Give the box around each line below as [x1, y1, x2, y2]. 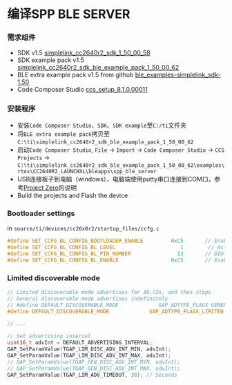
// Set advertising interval [7, 333, 91, 340]
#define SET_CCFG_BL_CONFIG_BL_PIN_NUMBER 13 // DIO [7, 250, 224, 257]
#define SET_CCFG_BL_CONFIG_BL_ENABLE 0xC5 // [7, 257, 212, 264]
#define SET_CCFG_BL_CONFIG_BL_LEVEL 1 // [7, 244, 215, 250]
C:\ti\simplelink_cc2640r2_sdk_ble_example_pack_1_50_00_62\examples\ [17, 161, 225, 169]
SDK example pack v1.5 [17, 56, 84, 64]
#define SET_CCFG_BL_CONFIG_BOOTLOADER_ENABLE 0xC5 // [7, 237, 212, 245]
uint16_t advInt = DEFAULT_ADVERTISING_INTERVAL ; [7, 339, 153, 346]
